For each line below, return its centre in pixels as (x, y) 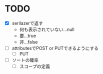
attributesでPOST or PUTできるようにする (55, 48)
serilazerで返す (27, 23)
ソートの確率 (25, 60)
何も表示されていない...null (47, 29)
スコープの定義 (35, 66)
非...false (28, 42)
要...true (27, 36)
